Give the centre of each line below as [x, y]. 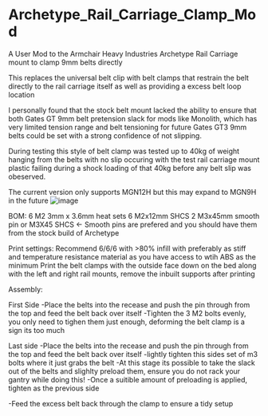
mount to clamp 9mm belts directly [65, 62]
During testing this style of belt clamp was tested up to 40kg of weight [124, 151]
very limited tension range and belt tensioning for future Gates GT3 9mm [128, 127]
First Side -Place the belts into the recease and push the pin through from [129, 304]
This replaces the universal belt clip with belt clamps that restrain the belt [129, 77]
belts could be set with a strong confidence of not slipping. [105, 135]
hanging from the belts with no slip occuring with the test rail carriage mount [134, 159]
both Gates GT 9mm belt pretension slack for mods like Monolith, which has [133, 118]
